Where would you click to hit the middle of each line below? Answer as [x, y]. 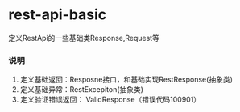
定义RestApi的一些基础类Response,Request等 [84, 38]
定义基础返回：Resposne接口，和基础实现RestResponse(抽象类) [126, 80]
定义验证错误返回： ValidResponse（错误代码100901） [110, 100]
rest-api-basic [58, 15]
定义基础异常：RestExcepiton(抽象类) [81, 90]
